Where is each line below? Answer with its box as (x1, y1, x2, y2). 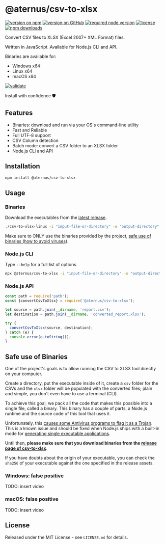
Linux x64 (12, 68, 33, 74)
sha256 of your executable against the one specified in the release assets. (5, 460, 154, 466)
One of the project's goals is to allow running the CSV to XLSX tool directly (5, 366, 156, 372)
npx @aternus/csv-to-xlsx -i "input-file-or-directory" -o (5, 271, 129, 276)
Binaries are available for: (5, 53, 56, 59)
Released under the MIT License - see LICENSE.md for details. (5, 534, 129, 540)
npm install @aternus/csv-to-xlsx (5, 175, 76, 180)
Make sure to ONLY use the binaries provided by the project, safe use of (5, 233, 151, 239)
